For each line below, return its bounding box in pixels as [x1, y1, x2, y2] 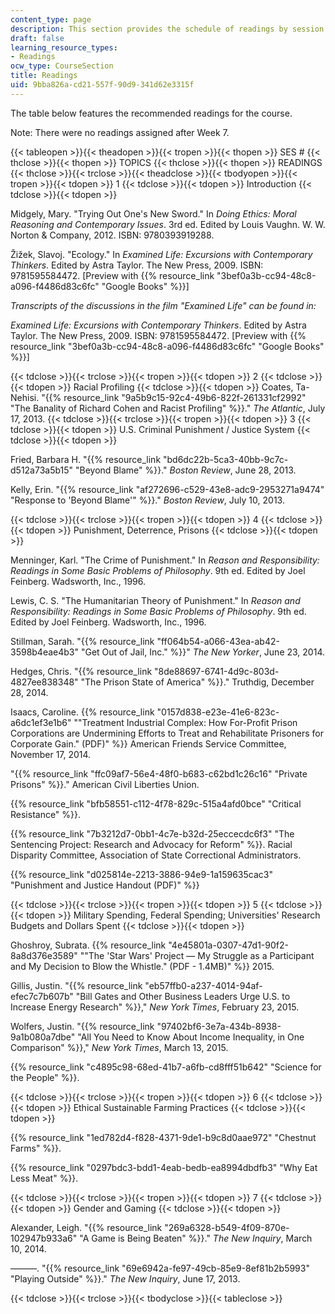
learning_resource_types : [10, 42, 118, 53]
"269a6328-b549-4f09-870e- [164, 1221, 290, 1233]
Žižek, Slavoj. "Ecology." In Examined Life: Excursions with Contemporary [10, 248, 313, 260]
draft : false [10, 33, 65, 43]
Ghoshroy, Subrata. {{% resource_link [10, 939, 167, 951]
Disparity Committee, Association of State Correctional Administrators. [10, 849, 302, 861]
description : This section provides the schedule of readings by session [10, 24, 325, 34]
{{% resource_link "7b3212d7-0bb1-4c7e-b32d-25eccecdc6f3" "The [10, 827, 295, 840]
